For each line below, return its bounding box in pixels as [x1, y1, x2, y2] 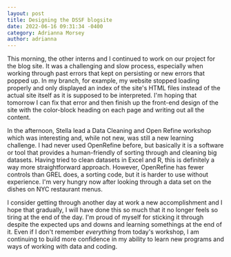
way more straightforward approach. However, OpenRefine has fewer [7, 163, 205, 172]
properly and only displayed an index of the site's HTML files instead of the [7, 84, 221, 92]
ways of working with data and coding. [7, 243, 118, 251]
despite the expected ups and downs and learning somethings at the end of [7, 220, 223, 229]
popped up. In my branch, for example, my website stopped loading [7, 76, 200, 85]
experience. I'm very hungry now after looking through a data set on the [7, 178, 212, 186]
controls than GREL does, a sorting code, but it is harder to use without [7, 170, 209, 179]
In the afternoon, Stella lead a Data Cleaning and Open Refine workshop [7, 127, 212, 135]
